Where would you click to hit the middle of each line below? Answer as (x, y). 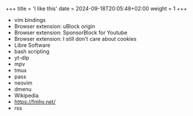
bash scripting (32, 51)
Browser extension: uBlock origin (55, 26)
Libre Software (32, 45)
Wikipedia (26, 95)
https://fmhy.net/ (35, 102)
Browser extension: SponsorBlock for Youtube (71, 33)
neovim (23, 83)
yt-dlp (22, 58)
